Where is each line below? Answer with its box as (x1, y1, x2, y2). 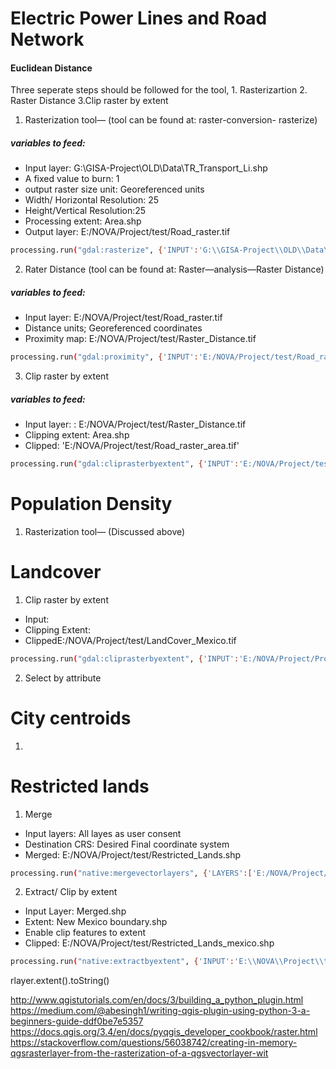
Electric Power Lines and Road (10, 7, 268, 30)
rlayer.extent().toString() (10, 975, 110, 987)
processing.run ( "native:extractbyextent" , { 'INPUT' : (10, 957, 235, 967)
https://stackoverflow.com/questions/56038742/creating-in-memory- (10, 1037, 298, 1049)
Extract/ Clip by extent (24, 886, 118, 898)
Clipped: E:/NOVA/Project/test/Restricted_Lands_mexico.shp (24, 937, 275, 949)
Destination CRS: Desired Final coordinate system (24, 838, 230, 850)
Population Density (10, 493, 173, 516)
